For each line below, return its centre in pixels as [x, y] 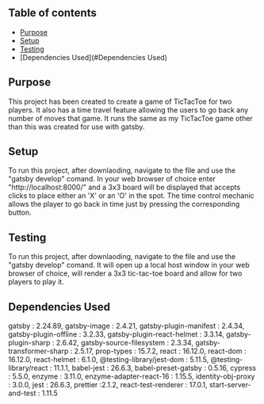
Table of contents [52, 13]
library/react [28, 368]
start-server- [230, 385]
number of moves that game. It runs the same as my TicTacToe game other [131, 118]
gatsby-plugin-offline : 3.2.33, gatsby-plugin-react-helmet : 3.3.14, [116, 334]
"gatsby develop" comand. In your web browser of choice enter [112, 179]
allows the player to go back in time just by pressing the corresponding [124, 204]
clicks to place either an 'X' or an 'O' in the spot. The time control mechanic [132, 196]
